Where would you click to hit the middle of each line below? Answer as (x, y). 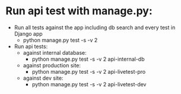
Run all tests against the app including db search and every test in (95, 27)
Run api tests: (31, 46)
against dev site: (43, 78)
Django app (28, 33)
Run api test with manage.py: (79, 11)
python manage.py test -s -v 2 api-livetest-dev (89, 84)
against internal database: (55, 52)
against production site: (52, 65)
